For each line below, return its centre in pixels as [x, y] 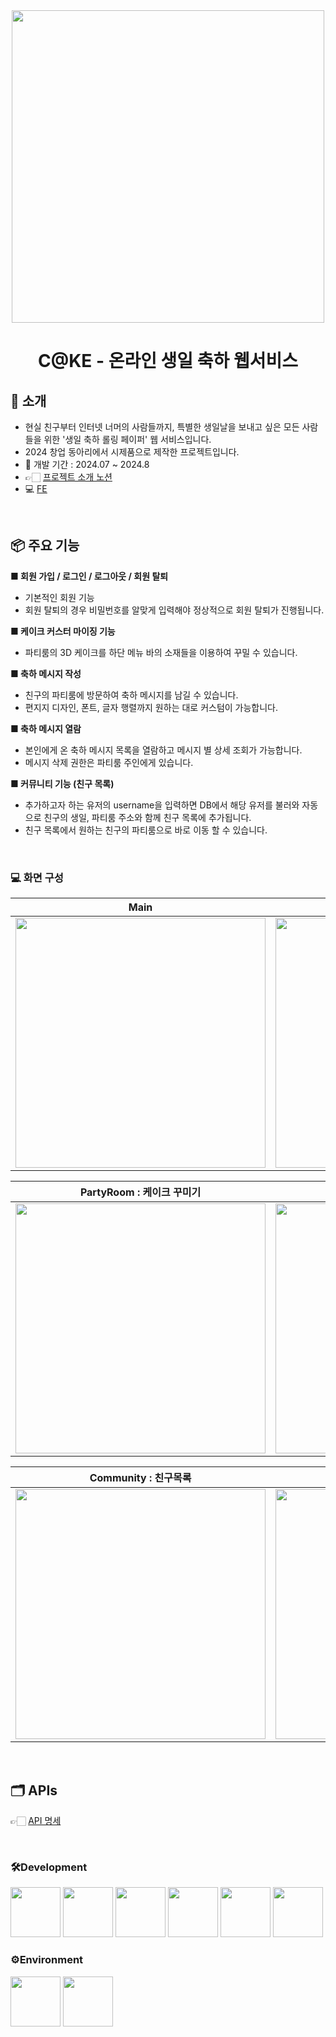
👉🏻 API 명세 [36, 1820]
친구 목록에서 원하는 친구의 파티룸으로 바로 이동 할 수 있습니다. [146, 830]
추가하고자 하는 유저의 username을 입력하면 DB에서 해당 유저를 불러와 [162, 805]
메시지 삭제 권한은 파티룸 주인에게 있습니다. [109, 762]
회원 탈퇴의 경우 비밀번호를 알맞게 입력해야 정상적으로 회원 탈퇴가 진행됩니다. [174, 610]
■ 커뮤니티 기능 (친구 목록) [62, 783]
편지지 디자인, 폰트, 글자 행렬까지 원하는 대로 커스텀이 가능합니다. [151, 707]
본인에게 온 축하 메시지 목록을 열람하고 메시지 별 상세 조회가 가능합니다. [163, 750]
